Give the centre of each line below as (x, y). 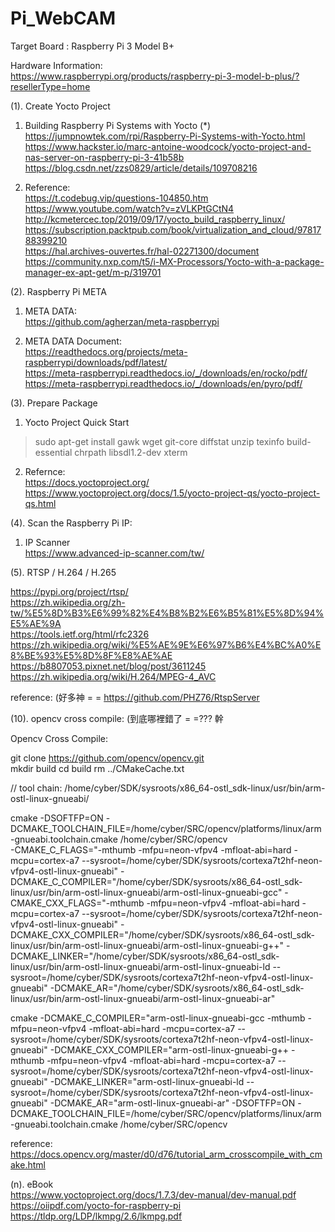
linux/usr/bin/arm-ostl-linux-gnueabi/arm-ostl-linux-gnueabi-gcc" (146, 892)
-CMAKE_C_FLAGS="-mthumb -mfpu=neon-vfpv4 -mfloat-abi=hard (151, 849)
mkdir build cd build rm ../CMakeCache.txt (97, 768)
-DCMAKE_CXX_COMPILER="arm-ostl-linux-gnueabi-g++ (169, 1049)
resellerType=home (50, 86)
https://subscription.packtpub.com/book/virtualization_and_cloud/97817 (173, 229)
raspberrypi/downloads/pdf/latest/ (96, 362)
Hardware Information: (56, 65)
